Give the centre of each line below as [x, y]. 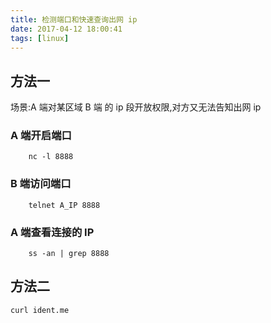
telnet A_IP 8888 [64, 205]
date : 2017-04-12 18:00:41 [66, 29]
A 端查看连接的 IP [52, 232]
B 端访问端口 [41, 184]
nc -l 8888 [51, 157]
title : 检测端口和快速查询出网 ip [74, 19]
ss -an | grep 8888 [69, 254]
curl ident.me [40, 310]
